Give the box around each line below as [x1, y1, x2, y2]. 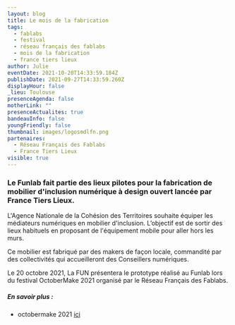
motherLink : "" [7, 102, 52, 109]
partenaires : [7, 135, 46, 142]
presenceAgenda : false [7, 96, 74, 103]
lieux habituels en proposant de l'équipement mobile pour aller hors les [7, 226, 214, 235]
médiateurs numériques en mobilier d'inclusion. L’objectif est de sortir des [7, 219, 223, 228]
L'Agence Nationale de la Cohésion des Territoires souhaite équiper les [7, 211, 213, 220]
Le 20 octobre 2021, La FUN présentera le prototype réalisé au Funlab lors [7, 269, 223, 277]
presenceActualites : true [7, 109, 83, 116]
